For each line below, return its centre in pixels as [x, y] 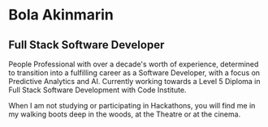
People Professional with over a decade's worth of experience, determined [134, 64]
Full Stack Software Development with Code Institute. [97, 90]
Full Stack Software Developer [86, 45]
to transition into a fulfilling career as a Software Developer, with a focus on [134, 73]
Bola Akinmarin [61, 15]
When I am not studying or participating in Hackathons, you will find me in [132, 106]
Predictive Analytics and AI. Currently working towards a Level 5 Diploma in [135, 81]
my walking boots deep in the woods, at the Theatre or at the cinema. [125, 114]
